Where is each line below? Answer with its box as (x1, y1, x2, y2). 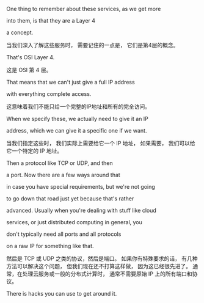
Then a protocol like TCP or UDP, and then (6, 159, 113, 167)
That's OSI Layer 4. (6, 54, 55, 60)
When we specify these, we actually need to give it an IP (6, 115, 148, 122)
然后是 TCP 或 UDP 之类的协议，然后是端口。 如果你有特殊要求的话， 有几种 (6, 255, 198, 262)
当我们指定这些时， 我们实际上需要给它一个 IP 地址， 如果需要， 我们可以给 (6, 140, 195, 147)
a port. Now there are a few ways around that (6, 171, 120, 178)
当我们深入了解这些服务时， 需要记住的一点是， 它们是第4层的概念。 (6, 42, 179, 48)
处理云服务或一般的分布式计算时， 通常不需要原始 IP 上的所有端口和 (22, 270, 192, 277)
